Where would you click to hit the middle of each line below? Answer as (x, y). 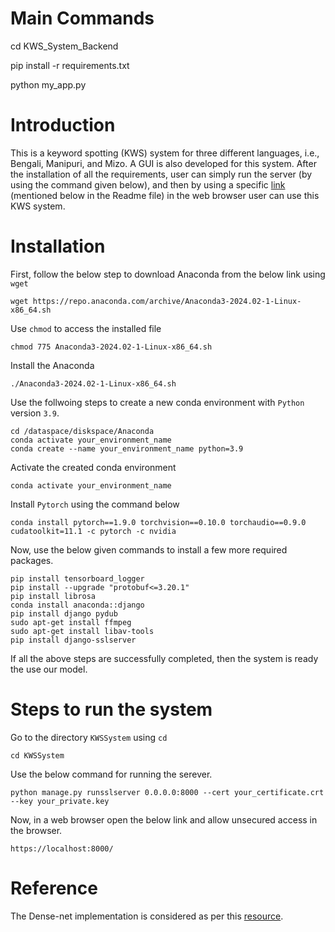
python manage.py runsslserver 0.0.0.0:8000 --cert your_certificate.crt (167, 792)
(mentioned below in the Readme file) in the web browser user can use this (165, 195)
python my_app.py (48, 84)
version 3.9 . (35, 413)
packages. (32, 560)
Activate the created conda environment (93, 467)
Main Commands (82, 18)
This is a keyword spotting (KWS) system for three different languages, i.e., (165, 153)
